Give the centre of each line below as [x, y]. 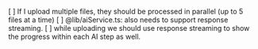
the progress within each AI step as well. [75, 36]
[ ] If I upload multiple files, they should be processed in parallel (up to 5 [126, 11]
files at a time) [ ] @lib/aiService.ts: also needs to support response [118, 20]
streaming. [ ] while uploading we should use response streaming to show [129, 28]
